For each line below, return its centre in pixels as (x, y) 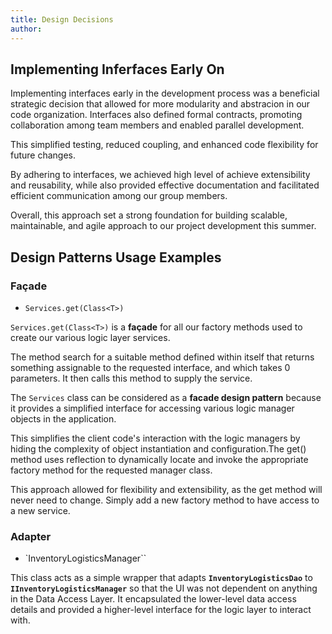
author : (26, 29)
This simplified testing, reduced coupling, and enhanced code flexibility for (164, 145)
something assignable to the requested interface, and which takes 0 (150, 367)
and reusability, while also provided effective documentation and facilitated (165, 185)
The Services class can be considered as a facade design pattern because (166, 397)
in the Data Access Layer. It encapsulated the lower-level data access (153, 599)
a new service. (40, 510)
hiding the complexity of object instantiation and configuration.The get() (158, 449)
